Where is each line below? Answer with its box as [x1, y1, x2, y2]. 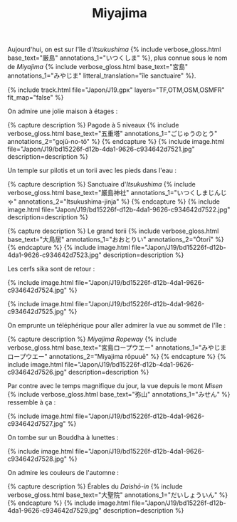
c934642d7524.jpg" [7, 286, 68, 295]
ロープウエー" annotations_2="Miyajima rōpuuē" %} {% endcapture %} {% [7, 353, 226, 361]
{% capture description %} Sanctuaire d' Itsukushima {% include [7, 180, 196, 189]
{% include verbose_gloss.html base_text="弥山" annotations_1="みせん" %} [7, 390, 231, 399]
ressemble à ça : [7, 398, 56, 407]
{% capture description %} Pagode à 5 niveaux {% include [7, 121, 179, 130]
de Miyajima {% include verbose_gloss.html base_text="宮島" [7, 63, 189, 71]
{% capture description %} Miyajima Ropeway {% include [7, 335, 177, 343]
